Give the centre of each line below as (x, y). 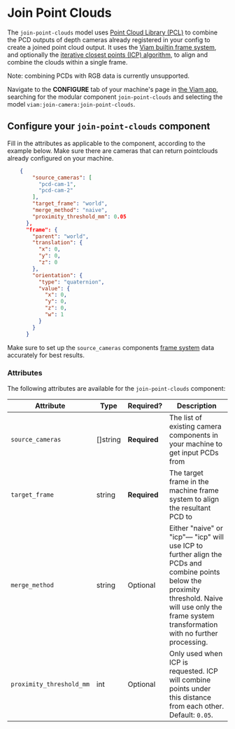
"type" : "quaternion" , (71, 282)
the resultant (190, 508)
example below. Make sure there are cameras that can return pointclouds (113, 151)
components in (194, 435)
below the (185, 580)
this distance (190, 697)
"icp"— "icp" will (196, 537)
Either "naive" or (196, 528)
